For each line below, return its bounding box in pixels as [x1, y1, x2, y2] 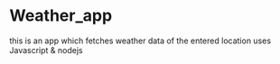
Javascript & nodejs [9, 44, 83, 55]
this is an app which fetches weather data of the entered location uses [9, 35, 272, 46]
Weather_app [9, 5, 113, 26]
